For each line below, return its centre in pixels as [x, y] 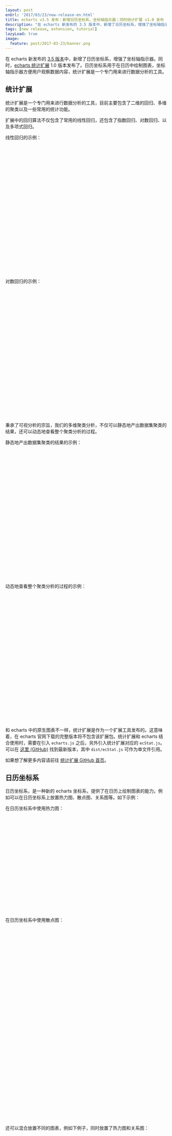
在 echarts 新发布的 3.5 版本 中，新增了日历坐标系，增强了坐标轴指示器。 [82, 59]
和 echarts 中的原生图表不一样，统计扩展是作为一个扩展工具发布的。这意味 [84, 730]
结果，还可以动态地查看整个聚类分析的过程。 [52, 431]
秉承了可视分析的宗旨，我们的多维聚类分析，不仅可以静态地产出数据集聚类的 [86, 425]
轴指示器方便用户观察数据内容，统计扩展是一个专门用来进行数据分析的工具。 [86, 71]
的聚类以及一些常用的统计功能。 [39, 109]
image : [12, 39]
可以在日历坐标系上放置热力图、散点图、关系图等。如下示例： [74, 798]
